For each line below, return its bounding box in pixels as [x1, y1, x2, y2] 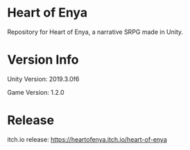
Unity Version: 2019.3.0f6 [7, 75, 80, 83]
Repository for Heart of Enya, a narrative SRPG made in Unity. [7, 28, 184, 36]
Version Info [7, 52, 79, 68]
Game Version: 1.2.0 [7, 88, 64, 96]
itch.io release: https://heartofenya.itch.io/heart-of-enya [7, 135, 168, 143]
